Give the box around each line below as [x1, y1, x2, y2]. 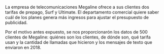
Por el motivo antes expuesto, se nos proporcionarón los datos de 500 [5, 29, 148, 35]
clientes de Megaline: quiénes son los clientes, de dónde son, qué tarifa [5, 34, 151, 40]
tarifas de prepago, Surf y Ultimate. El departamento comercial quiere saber [5, 9, 159, 15]
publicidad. [5, 19, 28, 25]
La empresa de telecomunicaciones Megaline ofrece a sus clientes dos [5, 4, 149, 10]
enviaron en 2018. [5, 45, 41, 50]
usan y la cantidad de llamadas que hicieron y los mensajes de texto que [5, 39, 153, 45]
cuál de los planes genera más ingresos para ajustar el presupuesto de [5, 15, 149, 20]
